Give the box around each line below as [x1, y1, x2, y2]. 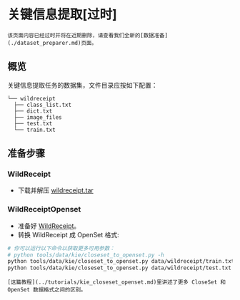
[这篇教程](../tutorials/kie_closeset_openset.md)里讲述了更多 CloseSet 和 [7, 279, 226, 286]
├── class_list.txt [14, 101, 72, 108]
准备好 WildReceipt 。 [17, 222, 81, 230]
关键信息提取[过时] [7, 6, 118, 23]
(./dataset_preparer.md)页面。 [7, 39, 98, 46]
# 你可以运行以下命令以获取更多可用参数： [7, 244, 116, 252]
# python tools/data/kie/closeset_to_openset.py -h [7, 251, 164, 259]
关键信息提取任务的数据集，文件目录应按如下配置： [7, 81, 158, 89]
